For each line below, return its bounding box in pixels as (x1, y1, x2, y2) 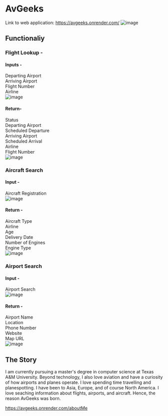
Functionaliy (5, 34, 45, 43)
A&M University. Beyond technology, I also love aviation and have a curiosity (5, 374, 163, 380)
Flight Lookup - (5, 49, 43, 56)
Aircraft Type (5, 218, 33, 224)
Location (5, 320, 24, 326)
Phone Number (5, 325, 37, 331)
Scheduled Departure (5, 127, 50, 133)
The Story (5, 355, 37, 364)
